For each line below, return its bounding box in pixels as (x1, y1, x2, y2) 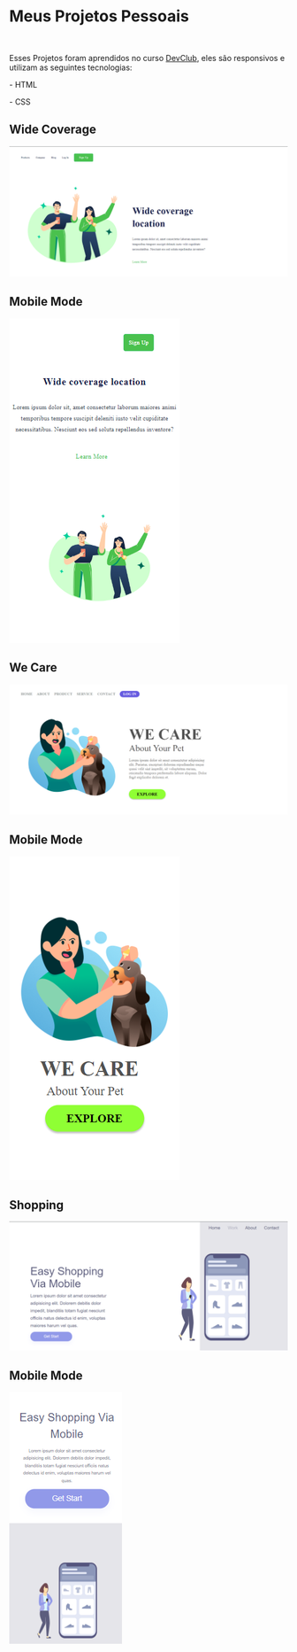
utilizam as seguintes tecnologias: (9, 62, 133, 73)
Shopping (9, 1198, 65, 1213)
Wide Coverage (9, 122, 97, 137)
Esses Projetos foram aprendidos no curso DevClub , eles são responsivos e (9, 52, 286, 63)
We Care (9, 660, 57, 675)
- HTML (9, 79, 38, 89)
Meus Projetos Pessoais (9, 6, 190, 27)
